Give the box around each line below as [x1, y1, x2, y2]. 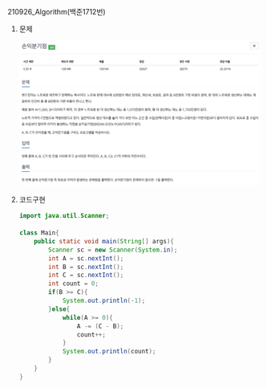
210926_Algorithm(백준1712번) [7, 7, 106, 16]
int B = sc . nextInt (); [48, 263, 124, 271]
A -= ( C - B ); [76, 322, 124, 330]
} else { [48, 304, 71, 313]
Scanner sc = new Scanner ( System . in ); [48, 246, 178, 254]
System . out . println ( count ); [62, 348, 156, 356]
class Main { [18, 229, 59, 237]
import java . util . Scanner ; [18, 212, 110, 220]
